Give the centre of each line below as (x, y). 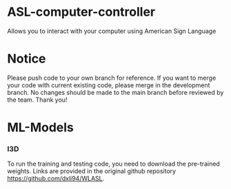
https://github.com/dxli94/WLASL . (56, 179)
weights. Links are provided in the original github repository (92, 171)
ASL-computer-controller (81, 12)
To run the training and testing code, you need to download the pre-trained (114, 164)
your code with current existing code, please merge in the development (109, 85)
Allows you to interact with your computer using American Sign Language (112, 31)
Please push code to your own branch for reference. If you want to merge (112, 78)
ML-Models (41, 127)
